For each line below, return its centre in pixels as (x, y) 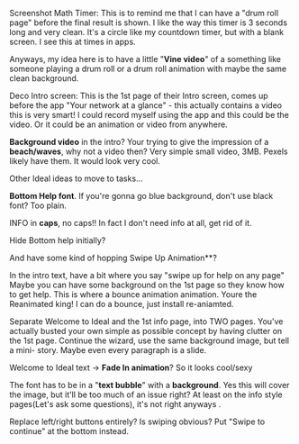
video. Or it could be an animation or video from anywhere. (118, 124)
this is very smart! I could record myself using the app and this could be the (149, 115)
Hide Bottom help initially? (58, 240)
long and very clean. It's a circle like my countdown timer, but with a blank (147, 32)
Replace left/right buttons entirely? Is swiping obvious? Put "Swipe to (137, 421)
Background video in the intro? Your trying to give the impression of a (139, 142)
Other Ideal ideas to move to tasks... (76, 178)
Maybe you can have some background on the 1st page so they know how (147, 285)
